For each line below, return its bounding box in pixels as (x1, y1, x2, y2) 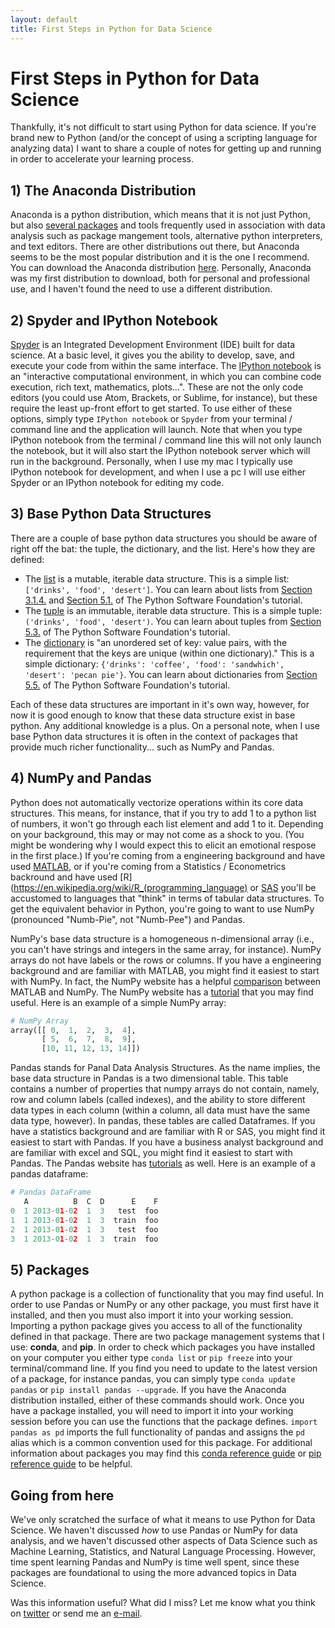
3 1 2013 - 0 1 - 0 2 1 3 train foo (10, 1234, 159, 1244)
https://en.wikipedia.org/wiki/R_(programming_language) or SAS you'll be (13, 881, 317, 893)
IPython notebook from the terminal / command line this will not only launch (10, 434, 322, 446)
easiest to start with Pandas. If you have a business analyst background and (10, 1136, 324, 1148)
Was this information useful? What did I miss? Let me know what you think (10, 1597, 316, 1609)
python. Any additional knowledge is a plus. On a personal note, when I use (10, 719, 320, 731)
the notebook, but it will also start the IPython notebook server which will (10, 445, 311, 457)
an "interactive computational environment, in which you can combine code (10, 371, 322, 383)
